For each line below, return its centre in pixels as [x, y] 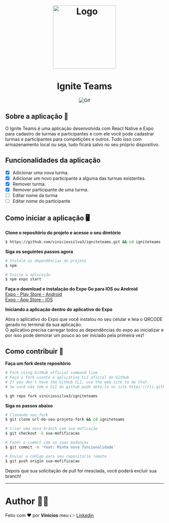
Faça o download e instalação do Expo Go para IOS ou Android [72, 289]
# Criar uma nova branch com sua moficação [52, 429]
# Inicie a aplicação [28, 275]
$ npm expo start [23, 279]
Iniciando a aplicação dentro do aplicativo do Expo [59, 310]
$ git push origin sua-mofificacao [43, 461]
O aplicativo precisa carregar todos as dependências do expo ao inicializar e [84, 330]
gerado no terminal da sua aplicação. [44, 325]
